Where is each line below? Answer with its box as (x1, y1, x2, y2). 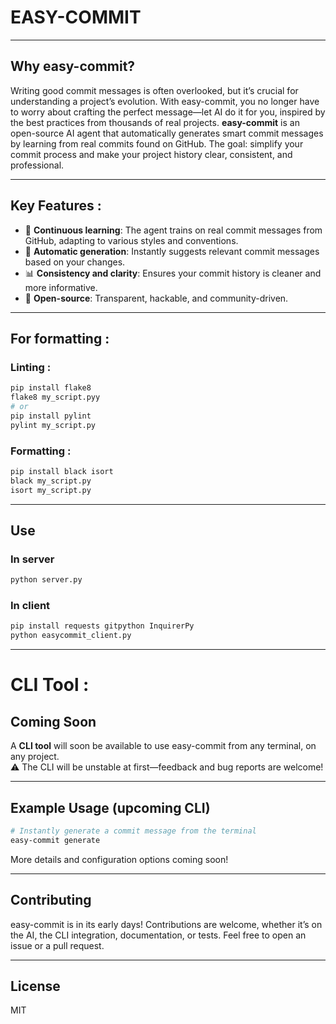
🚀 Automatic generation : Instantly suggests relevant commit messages (24, 245, 320, 257)
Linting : (10, 360, 52, 374)
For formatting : (10, 330, 110, 347)
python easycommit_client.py (10, 631, 132, 641)
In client (10, 599, 51, 613)
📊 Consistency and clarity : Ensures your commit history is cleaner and (24, 267, 322, 279)
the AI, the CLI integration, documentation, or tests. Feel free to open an (10, 929, 307, 941)
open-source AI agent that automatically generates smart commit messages (10, 127, 324, 139)
